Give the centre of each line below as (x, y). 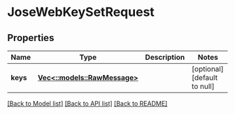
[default (205, 78)
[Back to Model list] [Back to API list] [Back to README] (87, 104)
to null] (203, 86)
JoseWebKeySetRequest (81, 12)
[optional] (207, 69)
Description (165, 57)
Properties (31, 38)
